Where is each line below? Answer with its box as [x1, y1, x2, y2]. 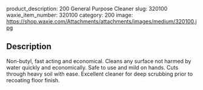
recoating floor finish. [6, 76, 60, 83]
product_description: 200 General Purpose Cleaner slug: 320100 [6, 5, 168, 12]
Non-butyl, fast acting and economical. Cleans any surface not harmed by [6, 57, 191, 65]
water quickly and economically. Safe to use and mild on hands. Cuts [6, 64, 179, 71]
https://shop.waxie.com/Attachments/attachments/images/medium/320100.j [6, 18, 197, 25]
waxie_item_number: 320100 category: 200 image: [6, 11, 133, 19]
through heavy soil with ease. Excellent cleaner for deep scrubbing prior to [6, 70, 193, 77]
